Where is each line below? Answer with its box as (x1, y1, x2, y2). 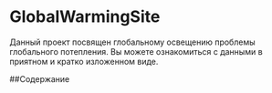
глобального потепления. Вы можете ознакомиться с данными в (9, 46, 263, 57)
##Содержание (9, 73, 70, 84)
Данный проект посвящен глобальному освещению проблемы (9, 36, 256, 47)
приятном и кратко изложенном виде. (9, 56, 159, 67)
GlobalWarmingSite (9, 6, 161, 27)
